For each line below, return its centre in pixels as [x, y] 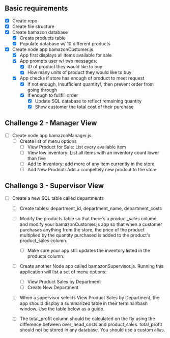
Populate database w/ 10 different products [65, 44]
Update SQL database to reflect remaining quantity [88, 101]
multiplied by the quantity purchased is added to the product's [85, 235]
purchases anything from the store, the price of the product [82, 229]
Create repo [25, 20]
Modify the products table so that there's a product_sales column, [89, 218]
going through [42, 90]
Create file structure [33, 26]
